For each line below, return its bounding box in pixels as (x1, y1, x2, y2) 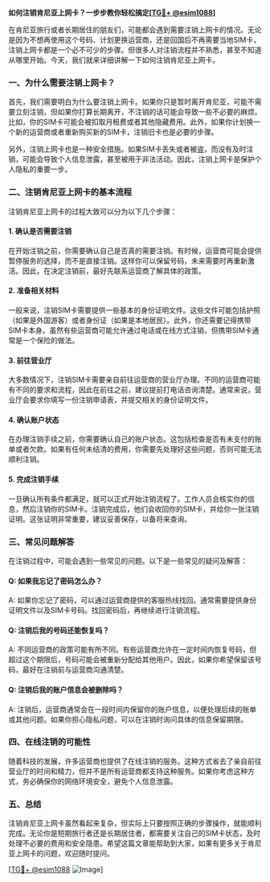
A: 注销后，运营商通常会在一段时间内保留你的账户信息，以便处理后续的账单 (8, 704, 257, 714)
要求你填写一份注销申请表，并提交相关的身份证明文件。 (29, 395, 213, 405)
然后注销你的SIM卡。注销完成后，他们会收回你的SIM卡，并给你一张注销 (22, 503, 260, 514)
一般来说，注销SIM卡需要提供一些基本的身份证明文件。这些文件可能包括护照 (8, 305, 261, 315)
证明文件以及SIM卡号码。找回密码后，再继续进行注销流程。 (8, 606, 205, 615)
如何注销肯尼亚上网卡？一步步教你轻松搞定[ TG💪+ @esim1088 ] (8, 8, 216, 17)
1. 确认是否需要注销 (8, 226, 72, 236)
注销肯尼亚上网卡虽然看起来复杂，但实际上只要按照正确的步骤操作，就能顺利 (8, 818, 262, 828)
